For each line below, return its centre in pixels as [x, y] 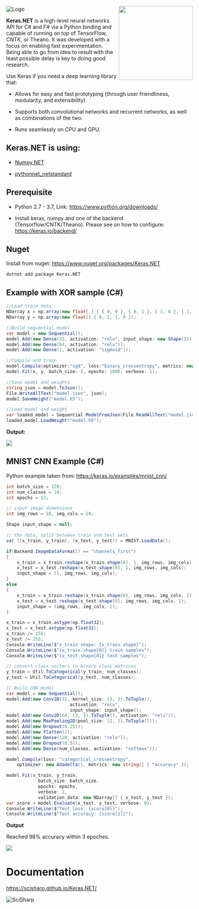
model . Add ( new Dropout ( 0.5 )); [44, 743]
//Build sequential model [38, 328]
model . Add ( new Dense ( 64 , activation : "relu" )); [66, 344]
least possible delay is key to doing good [56, 58]
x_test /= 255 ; [25, 639]
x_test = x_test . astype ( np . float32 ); [53, 628]
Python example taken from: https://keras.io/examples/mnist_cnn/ [86, 476]
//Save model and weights [38, 382]
